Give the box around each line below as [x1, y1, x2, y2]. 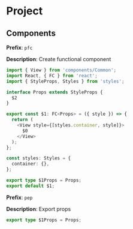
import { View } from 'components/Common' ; [6, 67, 117, 73]
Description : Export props [6, 205, 71, 212]
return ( [11, 117, 34, 123]
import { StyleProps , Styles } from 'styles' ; [6, 78, 125, 85]
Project [6, 4, 43, 18]
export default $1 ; [6, 183, 55, 189]
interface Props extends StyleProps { [6, 89, 103, 95]
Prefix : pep [6, 194, 33, 201]
